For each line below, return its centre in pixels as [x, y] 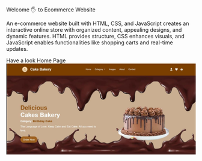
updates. [17, 49]
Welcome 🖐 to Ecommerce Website [51, 10]
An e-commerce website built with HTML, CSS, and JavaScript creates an [98, 23]
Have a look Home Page [36, 60]
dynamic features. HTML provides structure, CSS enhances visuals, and [95, 36]
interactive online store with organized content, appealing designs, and [94, 30]
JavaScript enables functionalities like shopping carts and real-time [90, 42]
